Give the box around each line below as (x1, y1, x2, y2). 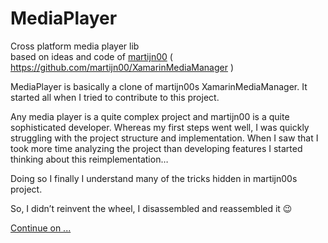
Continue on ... (10, 222, 72, 234)
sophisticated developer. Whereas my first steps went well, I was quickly (10, 121, 310, 133)
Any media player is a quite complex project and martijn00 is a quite (10, 110, 290, 122)
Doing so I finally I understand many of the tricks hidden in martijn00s (10, 172, 298, 184)
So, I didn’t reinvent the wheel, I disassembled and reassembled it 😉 (10, 202, 293, 214)
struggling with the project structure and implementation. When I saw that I (10, 132, 319, 144)
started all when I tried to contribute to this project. (10, 91, 220, 103)
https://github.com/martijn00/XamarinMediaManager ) (10, 61, 235, 73)
